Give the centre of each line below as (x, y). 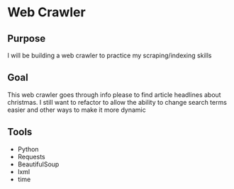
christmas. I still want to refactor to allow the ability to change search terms (117, 102)
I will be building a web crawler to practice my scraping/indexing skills (110, 55)
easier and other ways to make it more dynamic (77, 110)
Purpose (27, 39)
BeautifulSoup (38, 164)
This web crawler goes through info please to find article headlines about (114, 94)
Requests (31, 156)
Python (28, 149)
